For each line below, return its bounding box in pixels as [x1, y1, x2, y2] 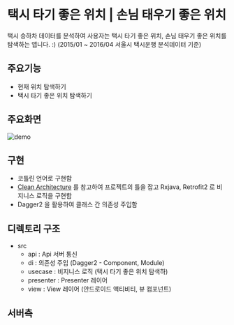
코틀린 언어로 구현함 [17, 174, 72, 183]
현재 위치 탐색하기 [17, 82, 66, 91]
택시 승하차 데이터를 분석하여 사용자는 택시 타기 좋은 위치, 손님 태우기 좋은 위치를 [7, 31, 227, 40]
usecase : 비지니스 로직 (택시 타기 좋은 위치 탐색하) [27, 267, 168, 276]
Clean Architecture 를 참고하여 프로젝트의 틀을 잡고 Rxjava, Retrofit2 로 [17, 183, 215, 191]
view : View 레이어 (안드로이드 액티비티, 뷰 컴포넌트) [27, 285, 172, 294]
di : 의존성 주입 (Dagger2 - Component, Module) [27, 259, 165, 267]
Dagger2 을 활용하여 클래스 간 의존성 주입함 [17, 200, 138, 209]
